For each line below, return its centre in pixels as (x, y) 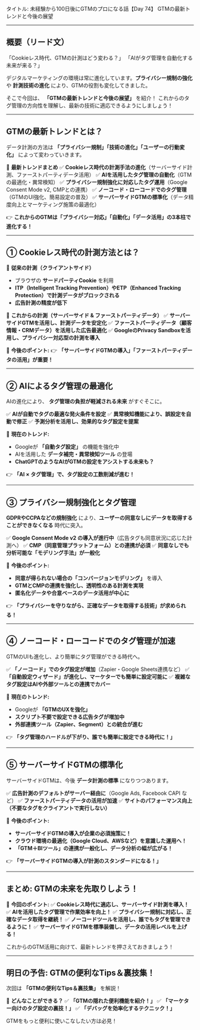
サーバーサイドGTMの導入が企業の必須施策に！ (73, 833)
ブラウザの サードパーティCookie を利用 (64, 280)
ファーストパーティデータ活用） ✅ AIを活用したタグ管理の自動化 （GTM (104, 174)
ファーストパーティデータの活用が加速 (71, 800)
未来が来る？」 (24, 65)
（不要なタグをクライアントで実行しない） (58, 808)
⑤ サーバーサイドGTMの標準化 (65, 765)
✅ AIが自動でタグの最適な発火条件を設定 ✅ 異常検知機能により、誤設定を (96, 414)
